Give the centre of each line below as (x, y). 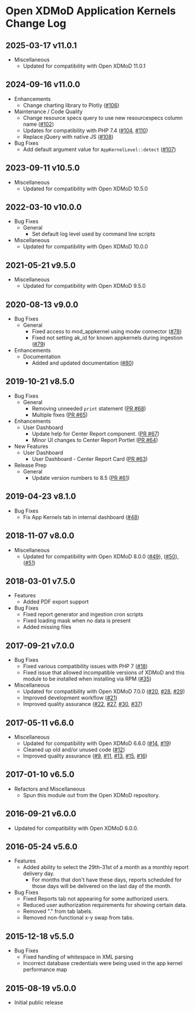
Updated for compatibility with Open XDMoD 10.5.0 (85, 189)
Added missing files (47, 627)
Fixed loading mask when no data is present (77, 620)
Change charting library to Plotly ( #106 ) (71, 105)
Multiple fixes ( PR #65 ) (60, 415)
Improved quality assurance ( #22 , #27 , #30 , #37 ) (83, 704)
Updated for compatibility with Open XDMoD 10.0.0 (85, 247)
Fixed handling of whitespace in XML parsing (78, 957)
